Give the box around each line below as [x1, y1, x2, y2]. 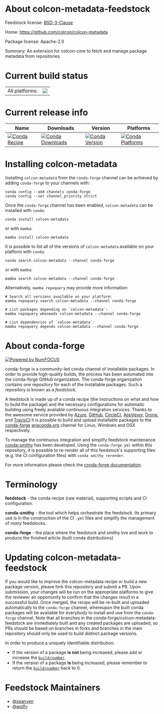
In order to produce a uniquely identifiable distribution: [5, 640, 115, 646]
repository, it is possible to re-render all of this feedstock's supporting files [5, 447, 155, 453]
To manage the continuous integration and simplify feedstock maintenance [5, 436, 156, 443]
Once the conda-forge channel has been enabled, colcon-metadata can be [5, 202, 153, 208]
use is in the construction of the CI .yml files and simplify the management [5, 515, 155, 521]
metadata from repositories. [5, 53, 61, 59]
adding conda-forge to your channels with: [5, 180, 90, 186]
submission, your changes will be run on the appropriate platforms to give [5, 589, 154, 595]
